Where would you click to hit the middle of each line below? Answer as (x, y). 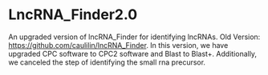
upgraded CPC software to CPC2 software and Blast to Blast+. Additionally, (133, 53)
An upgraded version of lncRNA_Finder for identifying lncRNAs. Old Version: (134, 37)
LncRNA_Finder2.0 (73, 15)
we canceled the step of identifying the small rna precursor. (107, 62)
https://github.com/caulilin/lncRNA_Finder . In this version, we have (118, 45)
